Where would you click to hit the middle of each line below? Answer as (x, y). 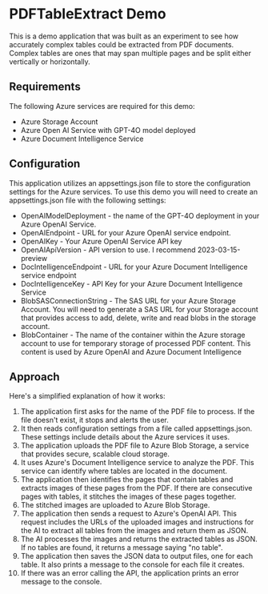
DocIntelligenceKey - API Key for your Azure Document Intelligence (132, 283)
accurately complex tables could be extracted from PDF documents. (122, 44)
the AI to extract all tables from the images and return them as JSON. (134, 531)
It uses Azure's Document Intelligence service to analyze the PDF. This (137, 463)
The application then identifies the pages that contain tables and (127, 480)
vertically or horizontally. (50, 62)
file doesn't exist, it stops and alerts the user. (94, 420)
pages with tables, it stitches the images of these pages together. (128, 496)
